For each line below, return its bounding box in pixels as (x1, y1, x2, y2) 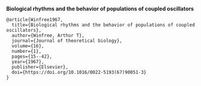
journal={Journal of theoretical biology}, (11, 38, 122, 44)
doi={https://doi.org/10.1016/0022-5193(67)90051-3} (11, 69, 147, 75)
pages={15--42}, (11, 54, 52, 60)
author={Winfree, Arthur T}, (11, 32, 85, 38)
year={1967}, (11, 59, 45, 65)
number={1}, (11, 48, 42, 54)
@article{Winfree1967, (6, 17, 63, 23)
